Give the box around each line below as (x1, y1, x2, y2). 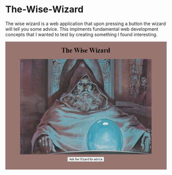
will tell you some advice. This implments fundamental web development (5, 26, 159, 32)
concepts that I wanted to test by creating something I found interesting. (5, 31, 158, 37)
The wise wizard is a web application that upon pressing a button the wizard (5, 20, 166, 27)
